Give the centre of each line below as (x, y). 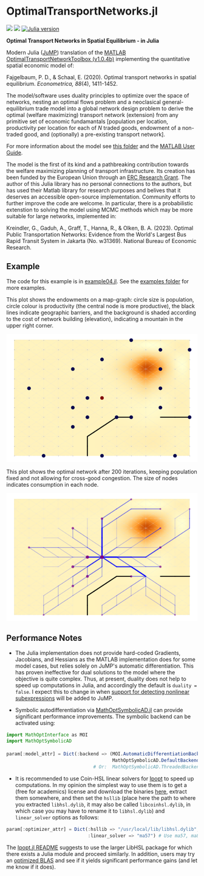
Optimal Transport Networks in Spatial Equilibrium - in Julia (83, 40)
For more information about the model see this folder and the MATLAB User (101, 146)
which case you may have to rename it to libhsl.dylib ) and (90, 811)
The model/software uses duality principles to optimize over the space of (98, 95)
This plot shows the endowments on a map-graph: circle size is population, (100, 299)
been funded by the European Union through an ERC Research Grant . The (99, 177)
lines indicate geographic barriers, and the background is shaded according (101, 313)
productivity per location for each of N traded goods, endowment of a (93, 128)
